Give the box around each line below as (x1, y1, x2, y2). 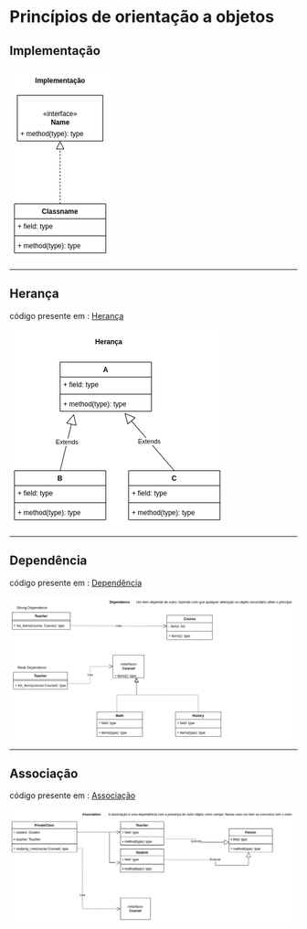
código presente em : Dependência (9, 577, 143, 588)
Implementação (9, 43, 101, 59)
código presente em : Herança (9, 310, 124, 321)
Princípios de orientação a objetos (9, 6, 275, 27)
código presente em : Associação (9, 790, 136, 801)
